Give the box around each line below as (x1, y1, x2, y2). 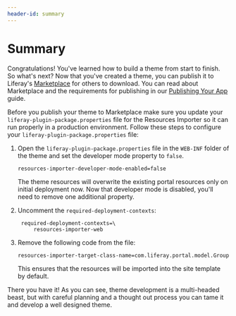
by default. (17, 272, 49, 280)
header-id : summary (7, 10, 65, 18)
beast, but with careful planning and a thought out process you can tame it (7, 293, 224, 301)
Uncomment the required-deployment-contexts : (17, 206, 156, 214)
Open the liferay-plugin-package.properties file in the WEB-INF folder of (17, 144, 230, 152)
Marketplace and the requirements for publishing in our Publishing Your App (7, 86, 228, 95)
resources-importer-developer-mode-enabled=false (17, 165, 167, 172)
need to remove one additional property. (17, 192, 135, 201)
